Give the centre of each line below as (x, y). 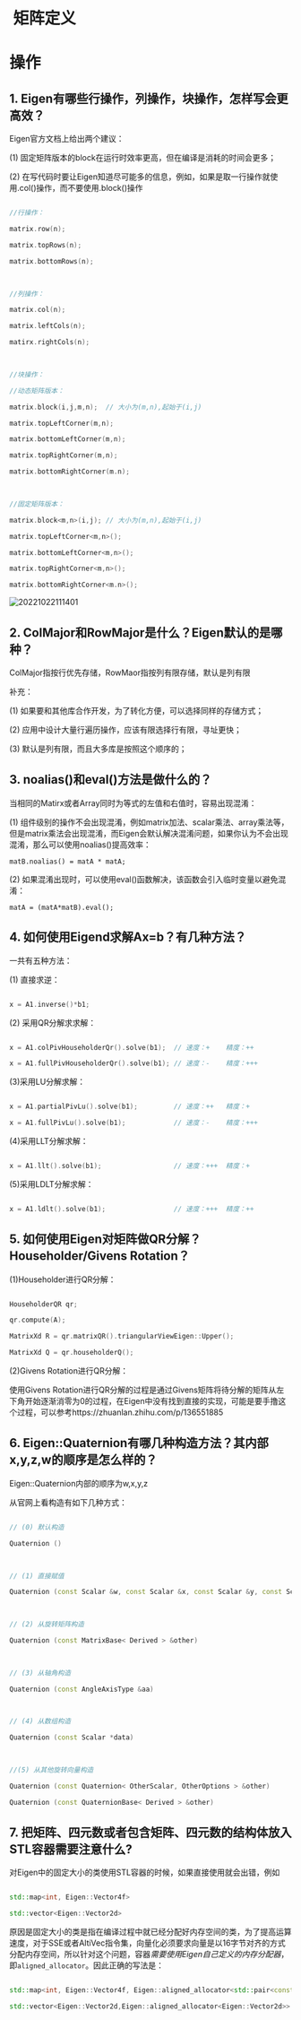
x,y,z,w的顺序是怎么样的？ (83, 1460)
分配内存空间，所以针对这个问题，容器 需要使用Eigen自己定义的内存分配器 (145, 1955)
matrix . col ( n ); (38, 310)
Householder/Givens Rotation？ (100, 1256)
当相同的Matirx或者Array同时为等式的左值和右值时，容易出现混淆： (133, 802)
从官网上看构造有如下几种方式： (68, 1502)
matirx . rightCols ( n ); (50, 342)
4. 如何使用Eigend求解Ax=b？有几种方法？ (128, 937)
